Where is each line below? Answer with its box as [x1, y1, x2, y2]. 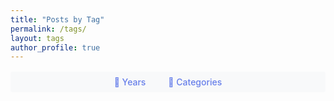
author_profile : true [10, 42, 101, 53]
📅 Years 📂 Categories [113, 76, 223, 88]
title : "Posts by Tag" [10, 14, 105, 25]
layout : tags [10, 33, 65, 43]
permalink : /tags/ [10, 24, 87, 34]
